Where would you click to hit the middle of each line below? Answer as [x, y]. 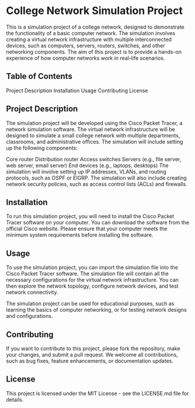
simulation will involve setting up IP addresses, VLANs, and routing [86, 171]
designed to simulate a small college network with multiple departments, [93, 135]
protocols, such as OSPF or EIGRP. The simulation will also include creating [96, 178]
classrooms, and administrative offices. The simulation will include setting [95, 141]
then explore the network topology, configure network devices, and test [93, 286]
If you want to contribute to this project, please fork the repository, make [93, 348]
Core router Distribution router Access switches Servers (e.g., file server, [94, 159]
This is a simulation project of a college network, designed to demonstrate [95, 27]
